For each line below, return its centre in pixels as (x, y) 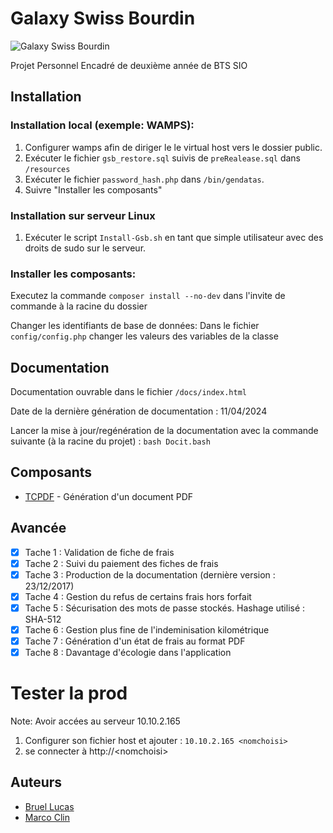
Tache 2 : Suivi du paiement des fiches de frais (121, 563)
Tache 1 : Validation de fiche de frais (99, 552)
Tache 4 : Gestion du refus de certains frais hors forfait (138, 596)
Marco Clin (47, 817)
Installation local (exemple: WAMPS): (102, 125)
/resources (47, 169)
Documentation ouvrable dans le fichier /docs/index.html (128, 392)
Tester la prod (69, 693)
